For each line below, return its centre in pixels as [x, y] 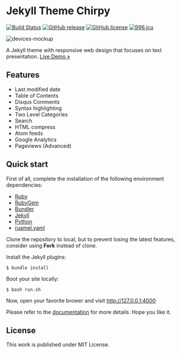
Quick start [27, 165]
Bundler [24, 209]
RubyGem [27, 203]
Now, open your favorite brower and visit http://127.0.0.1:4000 [81, 300]
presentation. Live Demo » [38, 56]
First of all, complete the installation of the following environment [85, 178]
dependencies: [24, 185]
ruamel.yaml [30, 228]
